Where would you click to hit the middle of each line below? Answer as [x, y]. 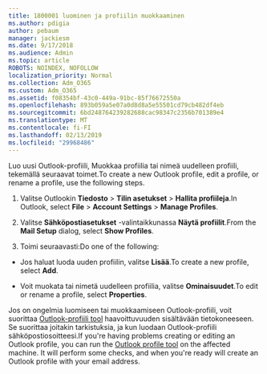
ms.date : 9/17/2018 [41, 46]
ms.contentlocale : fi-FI [50, 128]
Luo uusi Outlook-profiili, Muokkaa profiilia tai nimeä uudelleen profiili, [123, 165]
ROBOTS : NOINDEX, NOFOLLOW [53, 68]
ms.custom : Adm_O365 [43, 90]
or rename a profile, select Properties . [83, 295]
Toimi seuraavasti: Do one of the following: [89, 246]
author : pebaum [34, 30]
